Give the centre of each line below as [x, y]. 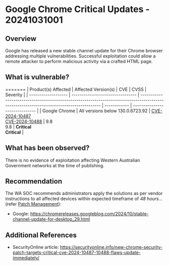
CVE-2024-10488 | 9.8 [29, 121]
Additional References [41, 235]
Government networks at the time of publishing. [55, 165]
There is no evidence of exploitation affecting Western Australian [73, 160]
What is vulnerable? [37, 77]
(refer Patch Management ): [33, 204]
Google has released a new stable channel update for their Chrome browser [84, 51]
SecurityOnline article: [36, 247]
